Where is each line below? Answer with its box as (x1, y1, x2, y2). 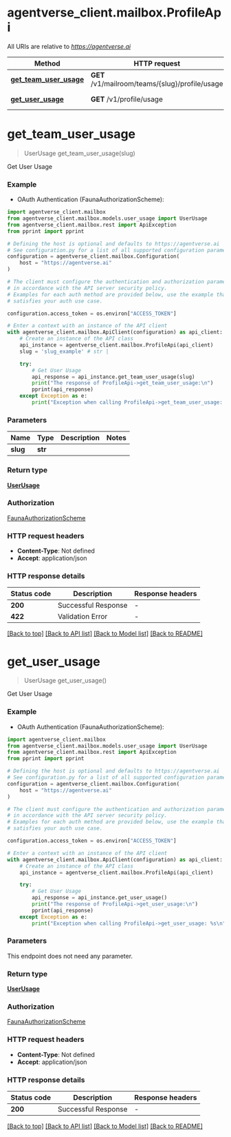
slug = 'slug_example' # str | (19, 348, 109, 355)
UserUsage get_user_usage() (23, 677, 107, 685)
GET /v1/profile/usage (90, 94, 163, 104)
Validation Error (57, 612, 108, 622)
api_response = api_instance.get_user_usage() (32, 894, 168, 901)
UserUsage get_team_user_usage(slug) (23, 149, 135, 157)
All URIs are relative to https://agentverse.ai (7, 42, 131, 50)
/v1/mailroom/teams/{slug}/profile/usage (90, 79, 223, 88)
